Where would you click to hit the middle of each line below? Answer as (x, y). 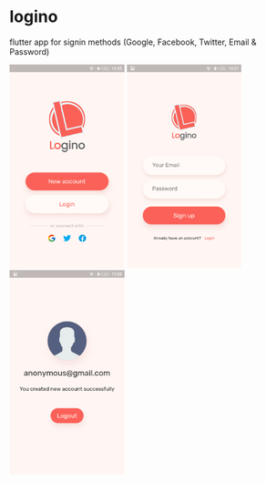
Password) (30, 51)
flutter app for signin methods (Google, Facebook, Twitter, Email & (133, 42)
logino (34, 17)
